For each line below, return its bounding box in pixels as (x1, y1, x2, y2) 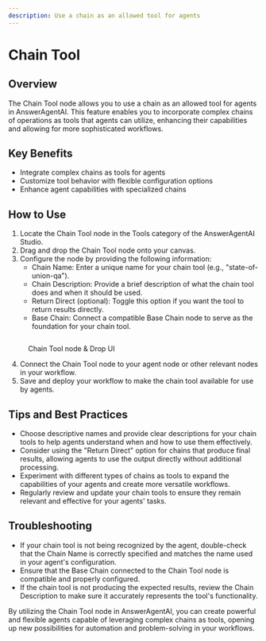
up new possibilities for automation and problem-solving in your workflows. (8, 623, 255, 632)
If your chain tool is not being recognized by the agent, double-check (19, 540, 247, 550)
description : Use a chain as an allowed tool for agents (8, 11, 201, 20)
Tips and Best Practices (8, 407, 129, 421)
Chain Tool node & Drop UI (28, 344, 115, 353)
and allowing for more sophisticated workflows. (8, 124, 164, 133)
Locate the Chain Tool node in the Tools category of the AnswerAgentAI (19, 229, 256, 238)
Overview (8, 77, 58, 91)
